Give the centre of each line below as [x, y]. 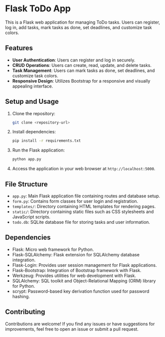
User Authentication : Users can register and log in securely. [74, 60]
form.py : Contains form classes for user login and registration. [75, 201]
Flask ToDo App [38, 9]
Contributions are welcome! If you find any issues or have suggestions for [80, 324]
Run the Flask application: [38, 150]
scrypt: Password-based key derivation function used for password [81, 291]
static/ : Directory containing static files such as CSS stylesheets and [83, 212]
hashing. [21, 296]
